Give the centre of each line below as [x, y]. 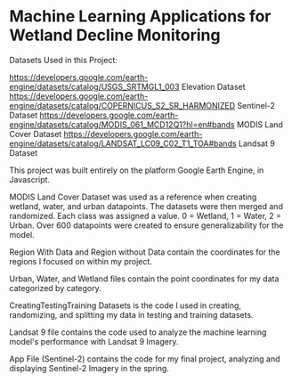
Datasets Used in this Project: [63, 60]
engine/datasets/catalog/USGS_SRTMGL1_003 [94, 86]
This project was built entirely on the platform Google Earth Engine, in [137, 170]
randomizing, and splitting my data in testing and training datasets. [131, 314]
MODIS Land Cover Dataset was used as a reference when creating [133, 197]
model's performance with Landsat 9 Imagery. [94, 341]
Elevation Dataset [214, 86]
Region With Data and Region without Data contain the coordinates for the [145, 252]
